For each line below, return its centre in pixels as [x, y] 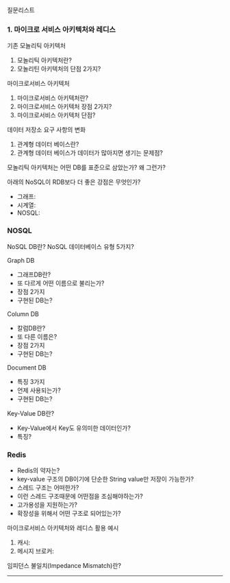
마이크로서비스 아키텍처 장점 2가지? [64, 107]
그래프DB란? [34, 274]
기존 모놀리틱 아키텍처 [37, 46]
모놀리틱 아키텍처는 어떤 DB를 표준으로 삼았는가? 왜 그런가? [87, 167]
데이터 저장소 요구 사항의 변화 [47, 130]
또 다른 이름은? [37, 336]
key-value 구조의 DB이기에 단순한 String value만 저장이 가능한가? [105, 479]
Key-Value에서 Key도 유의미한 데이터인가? [74, 428]
